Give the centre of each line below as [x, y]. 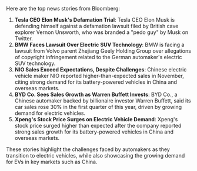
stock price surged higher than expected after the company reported [98, 126]
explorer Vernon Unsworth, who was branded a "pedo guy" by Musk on [101, 32]
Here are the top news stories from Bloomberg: [63, 8]
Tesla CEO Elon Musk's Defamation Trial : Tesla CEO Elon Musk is [95, 20]
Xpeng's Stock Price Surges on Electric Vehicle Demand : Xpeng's [96, 119]
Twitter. [24, 38]
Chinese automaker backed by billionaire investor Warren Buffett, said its [103, 101]
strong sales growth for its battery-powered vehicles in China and [94, 132]
